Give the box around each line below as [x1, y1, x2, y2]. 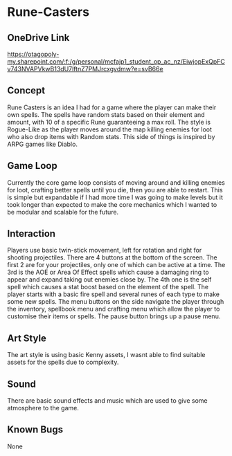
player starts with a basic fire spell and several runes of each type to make [7, 290, 220, 298]
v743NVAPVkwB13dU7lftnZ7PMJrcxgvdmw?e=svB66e [7, 65, 164, 73]
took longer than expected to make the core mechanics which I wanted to [7, 200, 217, 208]
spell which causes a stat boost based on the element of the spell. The [7, 283, 209, 291]
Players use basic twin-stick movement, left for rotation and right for [7, 246, 202, 255]
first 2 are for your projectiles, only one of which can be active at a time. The [7, 261, 226, 269]
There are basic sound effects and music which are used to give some [7, 396, 208, 405]
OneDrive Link [7, 32, 70, 44]
